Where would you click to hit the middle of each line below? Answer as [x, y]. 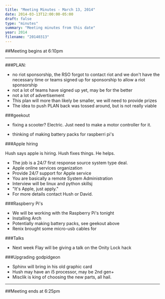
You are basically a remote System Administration [62, 178]
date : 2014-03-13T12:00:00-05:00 [39, 14]
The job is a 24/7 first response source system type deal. [70, 163]
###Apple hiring [22, 144]
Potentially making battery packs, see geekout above [66, 223]
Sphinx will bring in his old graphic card [52, 266]
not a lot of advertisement [38, 95]
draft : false [18, 19]
